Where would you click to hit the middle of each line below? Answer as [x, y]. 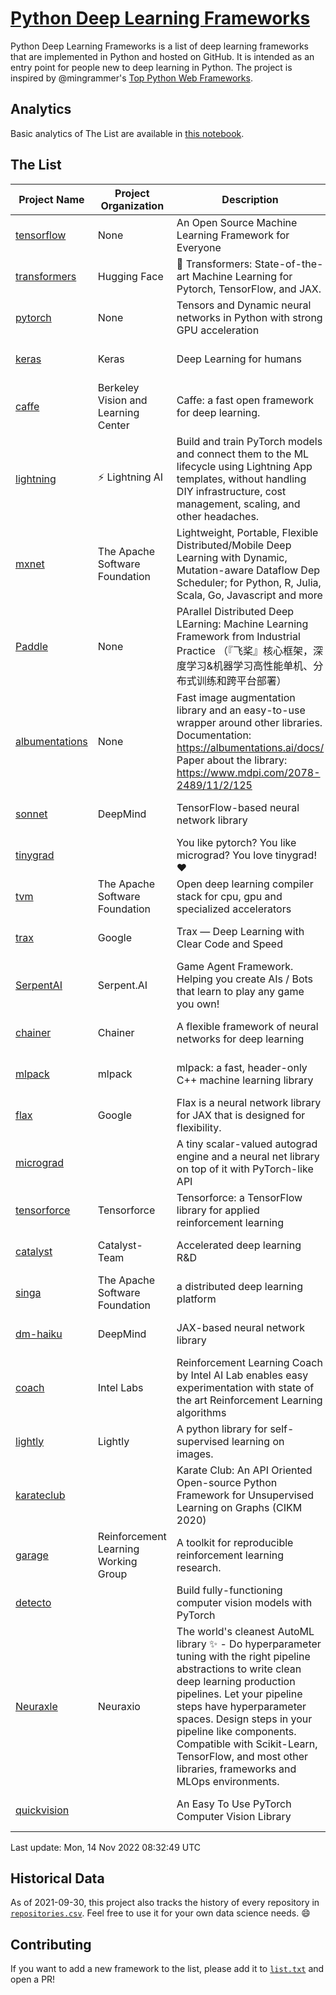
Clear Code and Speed [229, 944]
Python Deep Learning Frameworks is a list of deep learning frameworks [159, 46]
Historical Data [57, 1878]
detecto [33, 1602]
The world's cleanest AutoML [245, 1631]
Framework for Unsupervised [245, 1495]
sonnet [31, 814]
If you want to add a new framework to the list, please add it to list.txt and [167, 1969]
